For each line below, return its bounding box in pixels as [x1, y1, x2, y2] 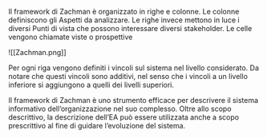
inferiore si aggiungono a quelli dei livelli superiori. [8, 80, 175, 89]
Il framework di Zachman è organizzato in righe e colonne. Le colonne [8, 7, 240, 16]
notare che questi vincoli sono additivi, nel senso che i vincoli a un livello [8, 72, 249, 81]
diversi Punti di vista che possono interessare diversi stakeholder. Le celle [8, 24, 253, 33]
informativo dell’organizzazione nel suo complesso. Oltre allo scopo [8, 104, 232, 113]
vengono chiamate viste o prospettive [8, 32, 133, 41]
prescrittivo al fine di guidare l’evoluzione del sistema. [8, 121, 186, 130]
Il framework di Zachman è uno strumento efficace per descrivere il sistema [8, 96, 259, 104]
